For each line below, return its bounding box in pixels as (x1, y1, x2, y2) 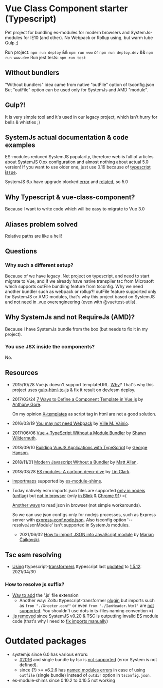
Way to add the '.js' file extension (12, 592, 79, 598)
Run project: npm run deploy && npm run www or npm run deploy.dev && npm (5, 49, 153, 55)
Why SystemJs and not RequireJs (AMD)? (5, 313, 135, 321)
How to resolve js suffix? (5, 581, 65, 588)
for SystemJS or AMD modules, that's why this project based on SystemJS (5, 293, 155, 299)
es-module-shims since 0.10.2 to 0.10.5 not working (12, 677, 115, 683)
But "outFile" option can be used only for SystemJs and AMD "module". (5, 86, 148, 93)
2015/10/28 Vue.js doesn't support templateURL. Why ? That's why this (12, 381, 154, 387)
